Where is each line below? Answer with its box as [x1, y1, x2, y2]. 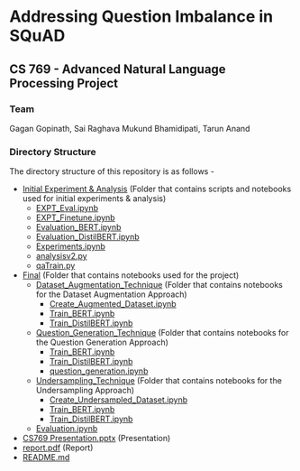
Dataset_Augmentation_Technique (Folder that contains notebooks [35, 280, 284, 291]
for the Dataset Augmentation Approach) [35, 289, 187, 300]
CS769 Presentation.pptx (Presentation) [22, 433, 171, 444]
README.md [22, 452, 70, 463]
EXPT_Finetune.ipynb [35, 212, 115, 223]
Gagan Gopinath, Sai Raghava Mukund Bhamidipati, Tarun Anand [9, 123, 250, 134]
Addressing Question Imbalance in [9, 6, 273, 27]
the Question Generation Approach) [35, 337, 169, 348]
